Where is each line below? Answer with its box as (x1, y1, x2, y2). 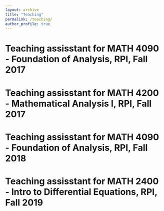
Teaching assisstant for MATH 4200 (5, 87, 159, 98)
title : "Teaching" (5, 12, 43, 17)
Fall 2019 (5, 197, 43, 208)
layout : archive (5, 7, 39, 13)
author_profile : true (5, 21, 50, 27)
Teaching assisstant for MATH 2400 (5, 176, 159, 187)
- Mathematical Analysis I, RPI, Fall (5, 98, 152, 109)
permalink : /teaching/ (5, 17, 52, 22)
